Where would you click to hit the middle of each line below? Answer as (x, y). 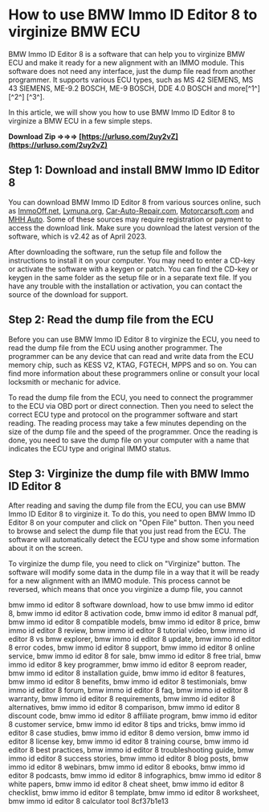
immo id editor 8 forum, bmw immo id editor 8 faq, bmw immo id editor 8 (128, 690)
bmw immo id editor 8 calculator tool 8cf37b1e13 (88, 802)
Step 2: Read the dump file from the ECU (111, 320)
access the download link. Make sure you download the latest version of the (134, 227)
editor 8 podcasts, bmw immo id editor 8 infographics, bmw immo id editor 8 (135, 776)
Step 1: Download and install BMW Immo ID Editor (134, 170)
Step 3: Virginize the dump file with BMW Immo (129, 473)
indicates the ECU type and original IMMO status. (90, 448)
